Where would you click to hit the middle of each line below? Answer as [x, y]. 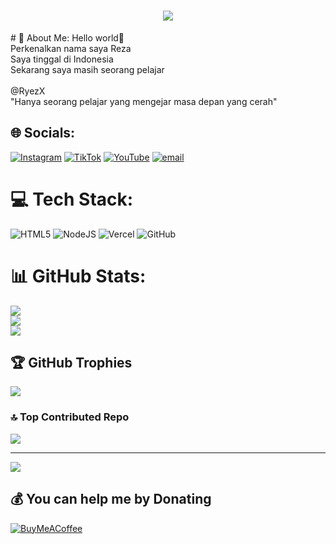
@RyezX [28, 91]
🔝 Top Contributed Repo [70, 417]
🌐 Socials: [43, 133]
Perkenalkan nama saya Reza [71, 48]
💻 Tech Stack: [72, 199]
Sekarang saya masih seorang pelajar [87, 69]
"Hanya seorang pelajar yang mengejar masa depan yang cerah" [144, 101]
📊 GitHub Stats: [78, 276]
